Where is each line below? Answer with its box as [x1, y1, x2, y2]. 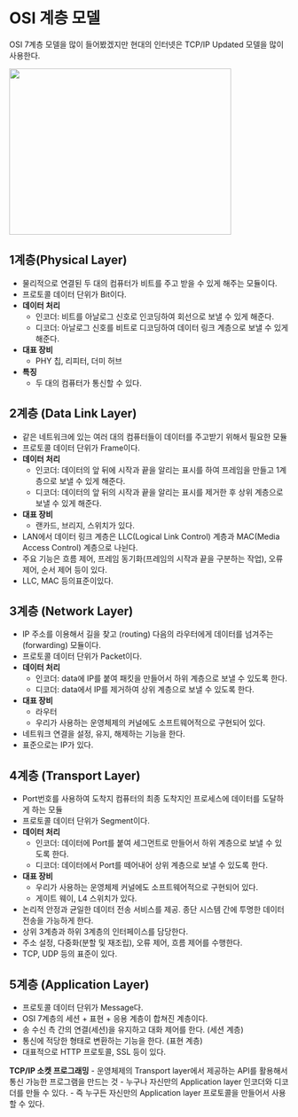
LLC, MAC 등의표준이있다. [21, 575, 114, 586]
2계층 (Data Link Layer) [9, 406, 137, 421]
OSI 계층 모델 [9, 8, 101, 28]
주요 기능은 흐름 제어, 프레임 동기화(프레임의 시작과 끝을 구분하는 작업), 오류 [21, 553, 284, 564]
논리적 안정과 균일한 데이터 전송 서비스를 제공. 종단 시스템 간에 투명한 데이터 [21, 904, 286, 915]
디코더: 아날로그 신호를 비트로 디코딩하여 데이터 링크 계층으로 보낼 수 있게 [35, 322, 289, 332]
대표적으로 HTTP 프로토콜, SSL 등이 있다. [21, 1047, 167, 1057]
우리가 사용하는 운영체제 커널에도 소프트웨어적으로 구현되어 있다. [35, 882, 259, 893]
